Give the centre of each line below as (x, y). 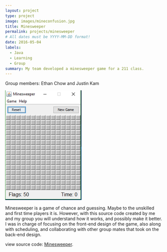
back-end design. (23, 234)
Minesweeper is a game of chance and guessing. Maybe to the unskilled (80, 208)
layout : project (22, 10)
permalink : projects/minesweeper (40, 32)
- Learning (21, 58)
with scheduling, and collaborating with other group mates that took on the (82, 229)
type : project (20, 16)
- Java (16, 52)
